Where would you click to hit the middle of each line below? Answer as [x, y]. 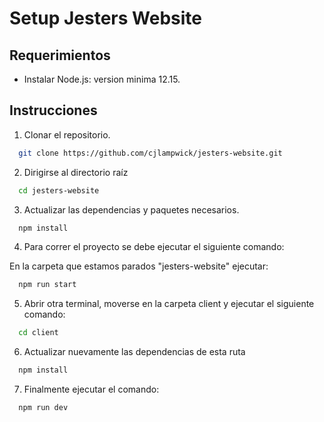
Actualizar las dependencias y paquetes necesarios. [131, 209]
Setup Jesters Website [105, 18]
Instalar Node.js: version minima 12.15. [102, 79]
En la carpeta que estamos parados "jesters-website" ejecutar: [139, 266]
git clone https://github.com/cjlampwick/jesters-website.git [150, 153]
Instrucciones [53, 110]
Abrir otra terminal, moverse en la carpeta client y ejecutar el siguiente [169, 304]
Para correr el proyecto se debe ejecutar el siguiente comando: [154, 247]
